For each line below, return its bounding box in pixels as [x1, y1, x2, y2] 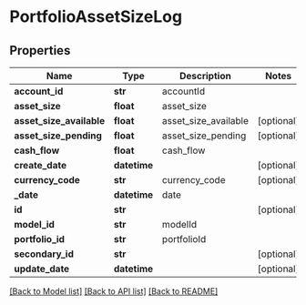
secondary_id [14, 248, 75, 260]
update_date [14, 262, 70, 275]
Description [178, 70, 232, 82]
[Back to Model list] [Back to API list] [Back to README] [9, 286, 219, 297]
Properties [9, 43, 71, 58]
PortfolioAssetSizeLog [9, 6, 183, 27]
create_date [14, 159, 66, 171]
